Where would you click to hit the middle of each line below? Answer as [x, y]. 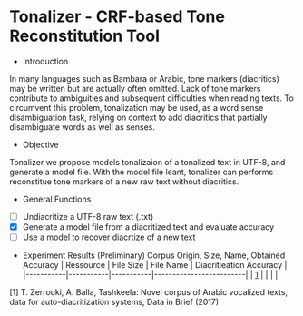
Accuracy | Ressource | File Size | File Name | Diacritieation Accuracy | [155, 265]
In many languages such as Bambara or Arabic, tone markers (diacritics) [144, 78]
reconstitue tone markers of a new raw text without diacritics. [124, 181]
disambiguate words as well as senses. [83, 127]
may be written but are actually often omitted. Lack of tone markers [135, 88]
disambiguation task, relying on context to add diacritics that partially [138, 117]
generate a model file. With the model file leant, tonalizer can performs [142, 172]
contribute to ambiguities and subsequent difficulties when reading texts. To [152, 98]
